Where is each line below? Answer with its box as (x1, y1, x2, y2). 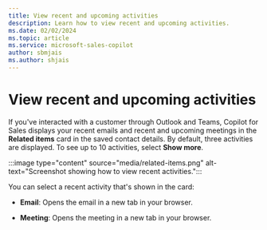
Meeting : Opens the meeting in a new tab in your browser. (19, 212, 212, 222)
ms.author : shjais (8, 57, 69, 65)
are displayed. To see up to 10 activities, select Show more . (8, 142, 204, 152)
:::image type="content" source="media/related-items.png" (8, 157, 204, 168)
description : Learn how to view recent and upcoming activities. (8, 19, 230, 27)
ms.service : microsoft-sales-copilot (8, 42, 134, 50)
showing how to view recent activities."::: (67, 166, 202, 176)
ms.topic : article (8, 34, 69, 42)
